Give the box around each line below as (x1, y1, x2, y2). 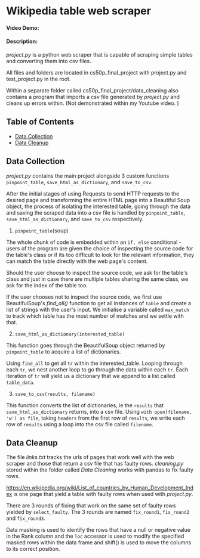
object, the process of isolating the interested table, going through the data (6, 203, 191, 210)
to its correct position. (6, 545, 60, 553)
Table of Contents (6, 117, 75, 127)
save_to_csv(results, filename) (14, 391, 96, 397)
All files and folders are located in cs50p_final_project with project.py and (6, 69, 187, 76)
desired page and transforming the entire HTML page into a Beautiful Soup (6, 196, 190, 203)
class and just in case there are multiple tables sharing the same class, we (6, 275, 189, 283)
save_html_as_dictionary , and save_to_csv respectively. (6, 215, 144, 222)
